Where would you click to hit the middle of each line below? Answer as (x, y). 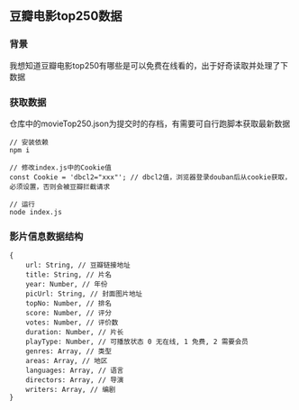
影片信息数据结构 (46, 236)
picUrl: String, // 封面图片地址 (84, 294)
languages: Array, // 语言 (75, 371)
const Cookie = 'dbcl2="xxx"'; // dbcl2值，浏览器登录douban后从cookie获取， (150, 177)
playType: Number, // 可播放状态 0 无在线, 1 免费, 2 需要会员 (137, 342)
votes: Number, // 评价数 (72, 323)
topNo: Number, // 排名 (69, 304)
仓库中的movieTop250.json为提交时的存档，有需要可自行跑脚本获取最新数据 (150, 123)
